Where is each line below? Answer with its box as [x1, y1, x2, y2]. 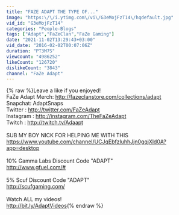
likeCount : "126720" [6, 59, 58, 65]
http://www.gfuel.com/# [6, 164, 66, 171]
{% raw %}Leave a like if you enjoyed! [6, 87, 101, 94]
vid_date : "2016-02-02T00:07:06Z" [6, 43, 93, 49]
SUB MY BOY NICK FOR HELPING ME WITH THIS [6, 132, 128, 139]
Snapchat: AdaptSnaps [6, 100, 63, 107]
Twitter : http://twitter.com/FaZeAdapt [6, 106, 100, 113]
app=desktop [6, 145, 40, 152]
